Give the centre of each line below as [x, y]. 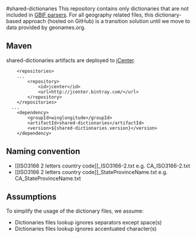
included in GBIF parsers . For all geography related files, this [80, 15]
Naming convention [43, 151]
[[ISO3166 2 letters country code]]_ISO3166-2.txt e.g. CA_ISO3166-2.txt [102, 166]
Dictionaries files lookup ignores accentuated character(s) [86, 229]
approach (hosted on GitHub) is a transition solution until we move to [107, 21]
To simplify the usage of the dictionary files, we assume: [75, 211]
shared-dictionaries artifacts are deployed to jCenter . [71, 60]
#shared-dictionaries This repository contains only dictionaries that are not [97, 9]
